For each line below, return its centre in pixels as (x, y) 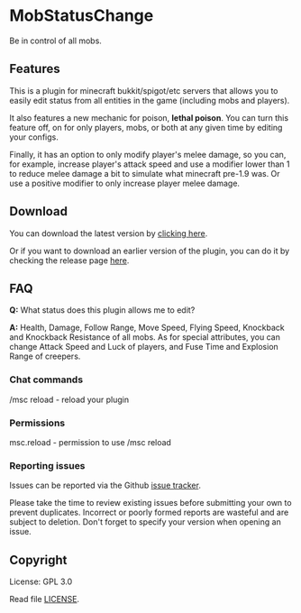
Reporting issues (47, 465)
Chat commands (46, 380)
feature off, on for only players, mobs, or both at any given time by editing (146, 127)
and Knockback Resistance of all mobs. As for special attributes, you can (145, 337)
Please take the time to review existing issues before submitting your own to (150, 503)
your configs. (34, 137)
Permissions (37, 423)
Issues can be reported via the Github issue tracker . (105, 485)
